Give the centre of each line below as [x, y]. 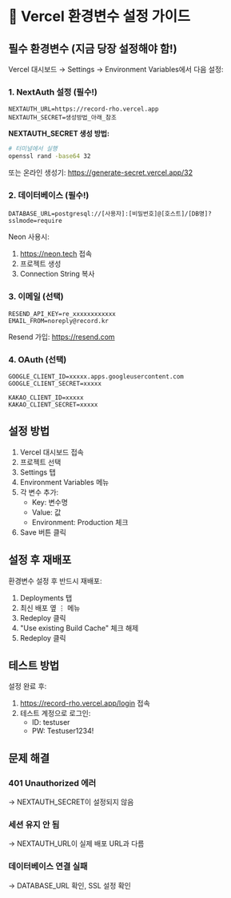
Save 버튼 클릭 [43, 532]
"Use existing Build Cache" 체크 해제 [79, 628]
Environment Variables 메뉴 [64, 482]
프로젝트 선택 [40, 462]
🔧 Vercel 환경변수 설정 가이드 [100, 16]
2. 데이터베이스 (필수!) [49, 195]
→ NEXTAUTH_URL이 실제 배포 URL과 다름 [76, 843]
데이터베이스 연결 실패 [48, 867]
